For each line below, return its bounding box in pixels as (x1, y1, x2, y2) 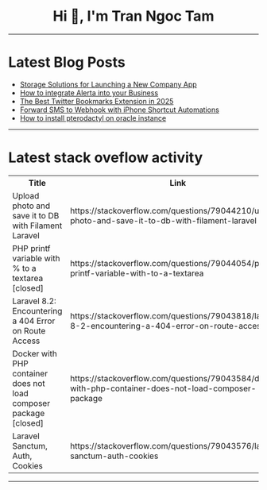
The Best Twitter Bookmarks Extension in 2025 (19, 96, 174, 106)
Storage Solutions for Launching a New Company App (19, 79, 197, 89)
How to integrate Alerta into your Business (19, 87, 159, 98)
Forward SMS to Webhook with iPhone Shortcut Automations (19, 105, 220, 114)
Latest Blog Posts (8, 53, 126, 71)
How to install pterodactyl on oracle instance (19, 113, 167, 122)
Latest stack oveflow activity (8, 149, 203, 167)
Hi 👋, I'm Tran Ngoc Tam (52, 7, 215, 25)
